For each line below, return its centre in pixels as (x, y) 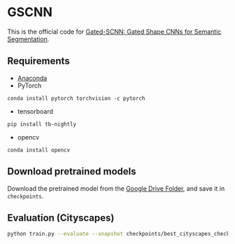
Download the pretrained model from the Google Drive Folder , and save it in (116, 188)
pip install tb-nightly (42, 124)
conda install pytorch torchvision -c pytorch (76, 98)
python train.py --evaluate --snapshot (65, 234)
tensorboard (35, 111)
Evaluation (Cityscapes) (61, 218)
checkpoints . (26, 196)
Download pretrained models (72, 171)
